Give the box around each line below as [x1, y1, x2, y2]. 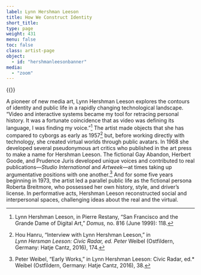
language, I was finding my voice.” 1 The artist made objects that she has [6, 123, 184, 132]
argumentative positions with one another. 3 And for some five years [6, 170, 173, 178]
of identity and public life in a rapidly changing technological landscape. [6, 104, 184, 111]
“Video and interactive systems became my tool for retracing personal [6, 111, 179, 118]
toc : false [6, 42, 33, 48]
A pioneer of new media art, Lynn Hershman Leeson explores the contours [6, 98, 190, 105]
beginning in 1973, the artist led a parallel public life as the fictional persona [6, 177, 192, 184]
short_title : [6, 20, 39, 26]
